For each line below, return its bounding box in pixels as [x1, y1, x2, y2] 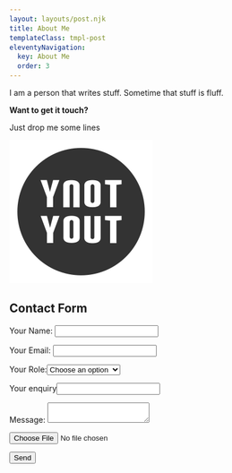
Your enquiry [9, 383, 57, 393]
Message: [9, 414, 47, 425]
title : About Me [9, 23, 70, 33]
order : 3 [17, 62, 50, 71]
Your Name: [9, 325, 54, 336]
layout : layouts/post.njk [9, 14, 106, 23]
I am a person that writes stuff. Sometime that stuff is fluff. [9, 88, 224, 98]
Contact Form [9, 301, 88, 316]
